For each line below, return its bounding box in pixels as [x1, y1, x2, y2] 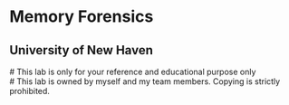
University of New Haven [9, 43, 154, 58]
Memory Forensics [9, 6, 154, 27]
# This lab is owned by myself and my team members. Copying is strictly [9, 76, 281, 87]
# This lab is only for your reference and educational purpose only [9, 66, 256, 77]
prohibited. [9, 86, 50, 96]
